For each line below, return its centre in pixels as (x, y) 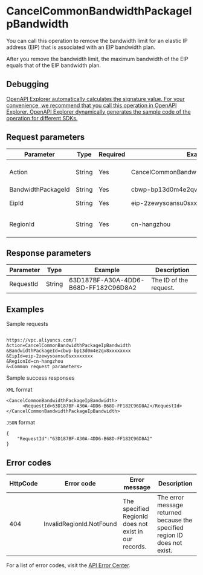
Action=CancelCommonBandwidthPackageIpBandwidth (69, 346)
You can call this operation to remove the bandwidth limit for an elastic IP (97, 41)
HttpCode (24, 483)
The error (170, 497)
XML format (19, 390)
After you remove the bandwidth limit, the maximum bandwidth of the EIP (97, 59)
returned (169, 512)
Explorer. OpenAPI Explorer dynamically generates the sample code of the (99, 112)
